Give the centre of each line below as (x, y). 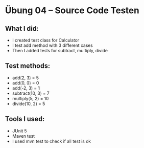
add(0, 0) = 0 (25, 83)
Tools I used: (25, 119)
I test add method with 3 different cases (52, 45)
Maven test (24, 136)
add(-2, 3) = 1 (26, 88)
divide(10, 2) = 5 (29, 104)
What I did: (22, 29)
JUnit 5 (19, 131)
